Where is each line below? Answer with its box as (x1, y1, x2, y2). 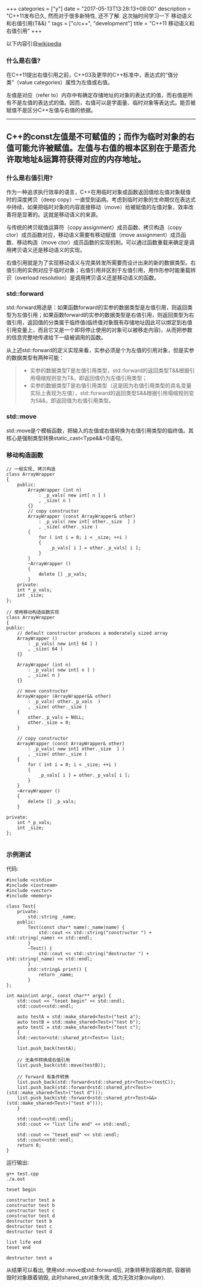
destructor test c (6, 1223, 52, 1230)
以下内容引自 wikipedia (6, 40, 62, 47)
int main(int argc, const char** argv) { (6, 993, 112, 999)
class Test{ (6, 903, 36, 909)
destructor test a (6, 1255, 52, 1261)
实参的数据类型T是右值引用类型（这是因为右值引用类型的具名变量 (29, 382, 192, 390)
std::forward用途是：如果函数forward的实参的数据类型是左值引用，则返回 (6, 304, 188, 311)
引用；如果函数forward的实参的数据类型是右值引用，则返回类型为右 (26, 311, 194, 319)
